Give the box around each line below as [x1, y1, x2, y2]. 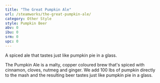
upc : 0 [5, 39, 19, 44]
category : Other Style [5, 16, 52, 21]
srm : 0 [5, 35, 19, 40]
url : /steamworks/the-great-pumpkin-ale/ [5, 12, 92, 17]
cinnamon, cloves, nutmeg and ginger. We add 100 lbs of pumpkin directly [5, 67, 156, 73]
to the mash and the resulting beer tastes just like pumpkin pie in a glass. [5, 72, 153, 78]
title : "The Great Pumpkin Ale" [5, 7, 71, 12]
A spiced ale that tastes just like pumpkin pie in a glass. [5, 52, 117, 58]
